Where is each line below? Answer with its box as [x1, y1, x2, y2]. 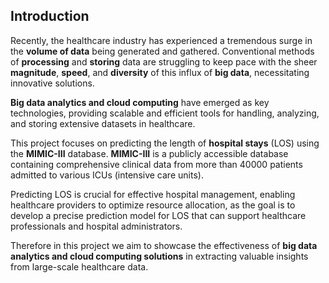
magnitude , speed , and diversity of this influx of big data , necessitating [10, 66, 310, 78]
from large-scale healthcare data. [10, 260, 149, 273]
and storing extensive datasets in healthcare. [10, 117, 196, 129]
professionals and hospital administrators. [10, 220, 183, 232]
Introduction [10, 8, 90, 25]
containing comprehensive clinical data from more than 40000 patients [10, 158, 303, 170]
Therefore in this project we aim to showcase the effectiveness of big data [10, 239, 318, 251]
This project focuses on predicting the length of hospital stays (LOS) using [10, 137, 320, 149]
